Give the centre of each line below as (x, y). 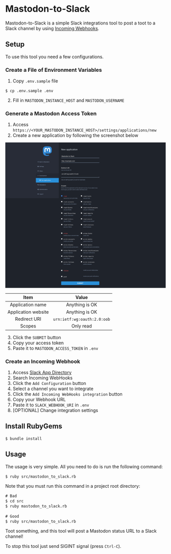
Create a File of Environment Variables (54, 70)
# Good (12, 516)
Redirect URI (28, 319)
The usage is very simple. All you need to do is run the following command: (84, 466)
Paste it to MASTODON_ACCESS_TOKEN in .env (55, 348)
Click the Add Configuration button (49, 383)
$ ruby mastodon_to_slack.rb (36, 506)
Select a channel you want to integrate (53, 389)
